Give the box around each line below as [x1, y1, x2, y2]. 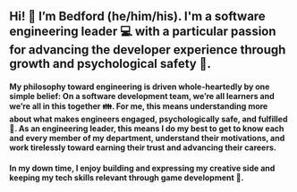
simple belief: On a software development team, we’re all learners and [9, 90, 275, 101]
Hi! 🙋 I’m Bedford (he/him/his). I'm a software [9, 9, 266, 24]
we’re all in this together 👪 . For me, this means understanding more [9, 100, 268, 112]
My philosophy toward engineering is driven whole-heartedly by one [9, 81, 270, 92]
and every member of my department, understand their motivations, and [9, 132, 285, 143]
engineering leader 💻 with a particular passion [9, 24, 276, 39]
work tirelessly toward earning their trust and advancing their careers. [9, 142, 277, 153]
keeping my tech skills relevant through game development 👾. [9, 171, 244, 183]
